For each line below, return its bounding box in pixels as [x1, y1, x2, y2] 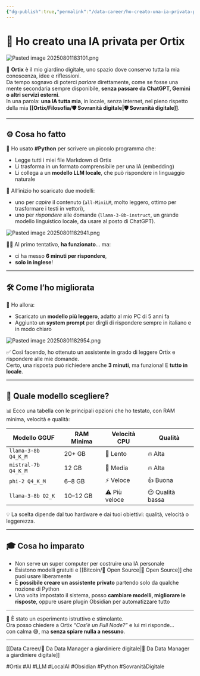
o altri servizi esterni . [6, 91, 60, 98]
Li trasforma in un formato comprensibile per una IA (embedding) [14, 163, 174, 170]
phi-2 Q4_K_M [9, 478, 46, 484]
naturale [14, 175, 36, 183]
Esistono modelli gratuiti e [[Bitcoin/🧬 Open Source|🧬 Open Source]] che [14, 566, 192, 573]
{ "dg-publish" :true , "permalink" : [6, 8, 89, 15]
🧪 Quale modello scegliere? [6, 391, 110, 401]
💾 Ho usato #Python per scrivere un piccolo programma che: [6, 145, 157, 152]
